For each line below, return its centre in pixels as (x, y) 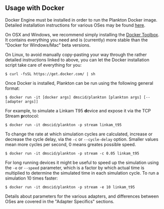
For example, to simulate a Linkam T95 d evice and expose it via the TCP (78, 110)
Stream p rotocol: (22, 116)
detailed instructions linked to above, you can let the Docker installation (77, 60)
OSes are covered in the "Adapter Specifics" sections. (60, 201)
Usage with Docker (35, 8)
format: (13, 88)
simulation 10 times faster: (31, 178)
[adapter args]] (22, 102)
